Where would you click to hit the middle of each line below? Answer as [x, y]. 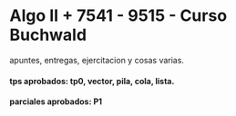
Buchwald [48, 35]
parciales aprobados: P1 [56, 101]
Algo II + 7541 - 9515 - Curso [118, 16]
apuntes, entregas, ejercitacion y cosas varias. [97, 60]
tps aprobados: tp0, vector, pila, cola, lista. [92, 81]
